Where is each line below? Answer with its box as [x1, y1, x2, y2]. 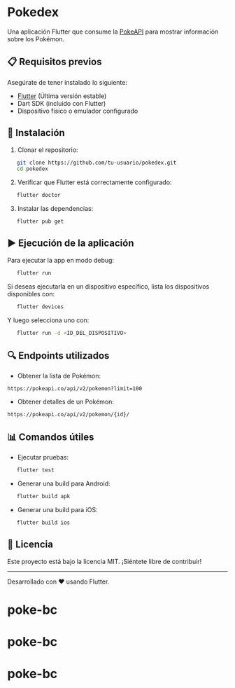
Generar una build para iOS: [17, 505, 98, 514]
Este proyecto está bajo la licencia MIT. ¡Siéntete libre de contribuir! [7, 557, 202, 565]
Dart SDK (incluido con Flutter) [17, 99, 106, 107]
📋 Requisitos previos [7, 56, 102, 68]
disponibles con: [7, 289, 55, 298]
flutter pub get [16, 218, 64, 225]
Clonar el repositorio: [17, 145, 78, 154]
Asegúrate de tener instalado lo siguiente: [7, 78, 128, 86]
